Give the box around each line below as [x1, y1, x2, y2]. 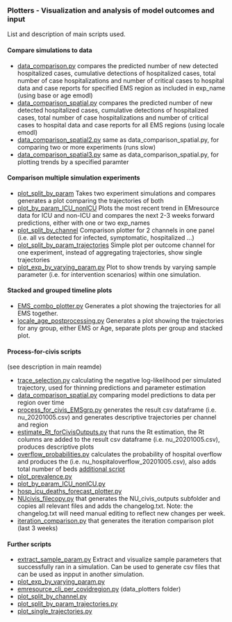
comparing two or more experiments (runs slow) [17, 143, 156, 151]
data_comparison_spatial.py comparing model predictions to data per [17, 391, 216, 399]
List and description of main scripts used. [7, 30, 126, 38]
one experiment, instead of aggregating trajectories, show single [17, 248, 203, 256]
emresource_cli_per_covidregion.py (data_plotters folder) [17, 585, 181, 593]
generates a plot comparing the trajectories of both [17, 196, 165, 205]
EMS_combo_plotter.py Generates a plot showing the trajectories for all [17, 301, 221, 310]
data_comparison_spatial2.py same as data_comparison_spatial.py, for [17, 135, 219, 144]
